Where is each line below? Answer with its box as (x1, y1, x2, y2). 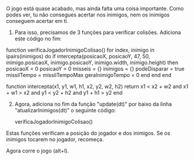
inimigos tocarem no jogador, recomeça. (6, 136, 104, 143)
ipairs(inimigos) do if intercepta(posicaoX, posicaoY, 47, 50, (6, 53, 150, 59)
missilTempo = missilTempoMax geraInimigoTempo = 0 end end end (6, 72, 172, 78)
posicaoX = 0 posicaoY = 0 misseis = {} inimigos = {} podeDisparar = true (6, 65, 185, 72)
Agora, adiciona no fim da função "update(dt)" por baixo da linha (14, 101, 172, 108)
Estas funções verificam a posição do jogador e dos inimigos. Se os (6, 129, 170, 136)
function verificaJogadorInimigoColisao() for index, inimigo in (6, 46, 155, 54)
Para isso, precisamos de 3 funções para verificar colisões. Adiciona (14, 29, 181, 36)
